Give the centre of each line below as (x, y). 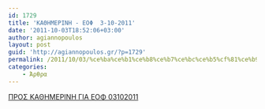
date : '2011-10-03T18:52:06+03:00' (67, 30)
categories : (28, 67)
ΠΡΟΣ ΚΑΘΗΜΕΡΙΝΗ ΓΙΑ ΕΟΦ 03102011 (73, 96)
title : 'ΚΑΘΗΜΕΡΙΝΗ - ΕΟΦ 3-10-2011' (72, 23)
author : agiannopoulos (45, 38)
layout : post (30, 45)
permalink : (26, 60)
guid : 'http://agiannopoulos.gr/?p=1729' (77, 52)
